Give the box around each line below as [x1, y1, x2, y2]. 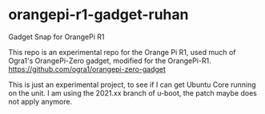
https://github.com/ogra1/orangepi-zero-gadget [8, 64, 167, 73]
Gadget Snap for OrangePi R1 [8, 32, 105, 41]
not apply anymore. [8, 96, 73, 106]
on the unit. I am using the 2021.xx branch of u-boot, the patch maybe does [8, 88, 258, 97]
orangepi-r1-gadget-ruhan [8, 6, 189, 24]
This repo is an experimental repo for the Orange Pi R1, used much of [8, 47, 236, 57]
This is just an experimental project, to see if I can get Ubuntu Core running [8, 80, 256, 89]
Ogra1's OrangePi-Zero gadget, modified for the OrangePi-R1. [8, 56, 211, 65]
